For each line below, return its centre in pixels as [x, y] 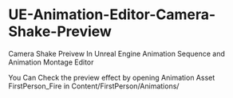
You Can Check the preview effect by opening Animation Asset [112, 77]
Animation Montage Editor [51, 62]
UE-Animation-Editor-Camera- [112, 15]
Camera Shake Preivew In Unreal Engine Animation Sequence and [117, 53]
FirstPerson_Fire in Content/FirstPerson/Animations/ [94, 86]
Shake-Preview [60, 31]
